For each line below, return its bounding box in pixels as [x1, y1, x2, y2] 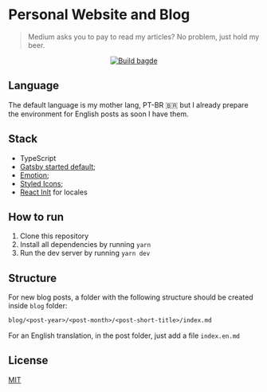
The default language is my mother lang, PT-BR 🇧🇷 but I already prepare [8, 100, 249, 109]
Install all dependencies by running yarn [19, 240, 151, 249]
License [8, 354, 49, 367]
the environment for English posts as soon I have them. [8, 109, 189, 119]
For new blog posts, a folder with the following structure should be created [8, 292, 253, 302]
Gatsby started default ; [19, 162, 96, 171]
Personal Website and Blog [8, 6, 190, 24]
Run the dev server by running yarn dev [19, 249, 151, 258]
